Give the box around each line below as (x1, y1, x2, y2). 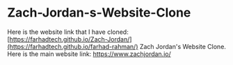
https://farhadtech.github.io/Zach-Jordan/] (9, 35, 132, 43)
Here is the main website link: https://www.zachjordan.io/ (7, 50, 172, 58)
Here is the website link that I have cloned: (7, 28, 129, 36)
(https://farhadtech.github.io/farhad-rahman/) (7, 42, 138, 50)
